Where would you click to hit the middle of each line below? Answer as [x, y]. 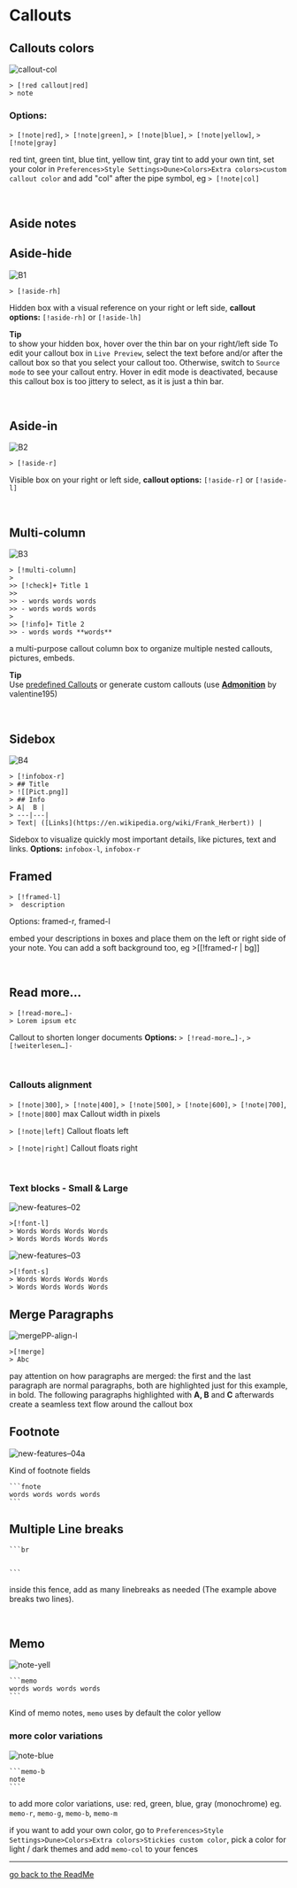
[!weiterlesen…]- [41, 1045]
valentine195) [34, 694]
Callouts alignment [51, 1085]
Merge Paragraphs [61, 1314]
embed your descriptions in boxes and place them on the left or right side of [148, 938]
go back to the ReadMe [52, 1874]
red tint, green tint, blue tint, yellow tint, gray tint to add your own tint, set [142, 159]
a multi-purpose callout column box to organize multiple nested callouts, [141, 649]
